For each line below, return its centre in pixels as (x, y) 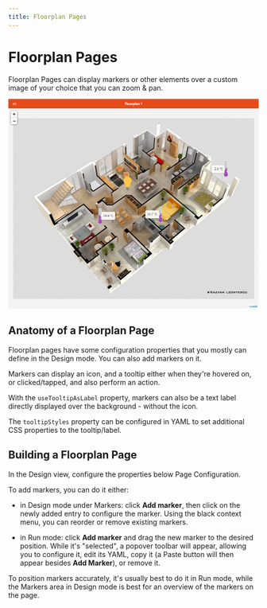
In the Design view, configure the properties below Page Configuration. (124, 474)
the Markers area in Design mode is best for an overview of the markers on (131, 587)
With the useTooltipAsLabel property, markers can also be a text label (122, 397)
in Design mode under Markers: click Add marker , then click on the (130, 505)
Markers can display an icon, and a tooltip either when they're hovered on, (130, 373)
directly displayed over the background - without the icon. (103, 406)
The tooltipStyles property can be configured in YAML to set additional (126, 421)
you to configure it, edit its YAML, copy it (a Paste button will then (127, 554)
